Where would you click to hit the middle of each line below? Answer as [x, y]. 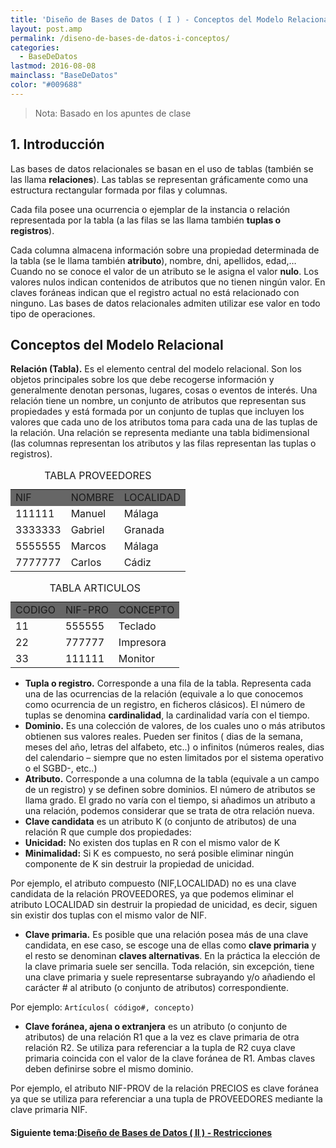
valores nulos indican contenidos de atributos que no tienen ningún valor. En [168, 282]
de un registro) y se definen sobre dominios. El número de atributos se [170, 790]
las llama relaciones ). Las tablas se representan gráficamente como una [159, 179]
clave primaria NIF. [49, 1110]
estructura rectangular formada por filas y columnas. [119, 190]
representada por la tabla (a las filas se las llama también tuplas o [146, 220]
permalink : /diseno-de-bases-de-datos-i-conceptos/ [120, 38]
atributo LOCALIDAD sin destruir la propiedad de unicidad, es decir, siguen [164, 905]
